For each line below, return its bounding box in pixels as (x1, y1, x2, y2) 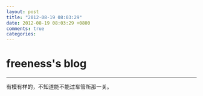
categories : (6, 31, 36, 37)
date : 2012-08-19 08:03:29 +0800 (6, 20, 91, 26)
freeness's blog (6, 57, 87, 71)
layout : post (6, 8, 39, 15)
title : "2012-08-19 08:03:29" (6, 14, 83, 20)
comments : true (6, 25, 45, 32)
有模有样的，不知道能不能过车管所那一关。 (6, 83, 112, 91)
